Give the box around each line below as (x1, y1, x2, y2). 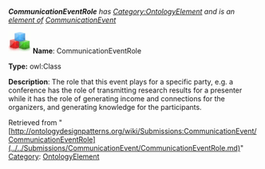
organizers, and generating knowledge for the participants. (8, 103, 202, 112)
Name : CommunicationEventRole (32, 46, 142, 55)
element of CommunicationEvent (8, 15, 117, 25)
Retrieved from (8, 118, 57, 127)
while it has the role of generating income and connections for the (8, 94, 225, 103)
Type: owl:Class (8, 61, 61, 71)
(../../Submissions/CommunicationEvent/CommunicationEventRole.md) (8, 143, 241, 152)
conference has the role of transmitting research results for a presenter (8, 85, 243, 95)
